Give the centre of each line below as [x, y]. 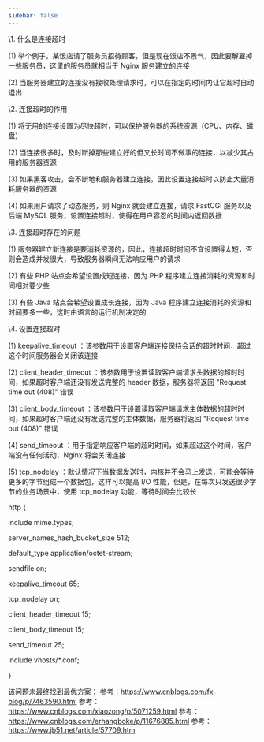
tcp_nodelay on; [34, 598]
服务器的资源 [35, 188]
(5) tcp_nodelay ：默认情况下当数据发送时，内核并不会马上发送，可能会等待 [131, 472]
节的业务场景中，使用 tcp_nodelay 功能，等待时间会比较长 [102, 491]
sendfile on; [28, 568]
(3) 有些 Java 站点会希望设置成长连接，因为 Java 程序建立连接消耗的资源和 [130, 302]
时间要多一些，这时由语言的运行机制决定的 [77, 311]
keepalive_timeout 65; [44, 584]
